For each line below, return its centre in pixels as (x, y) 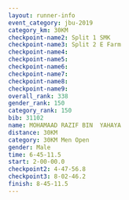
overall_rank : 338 (38, 96)
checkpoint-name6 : (38, 67)
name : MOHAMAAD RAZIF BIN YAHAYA (65, 125)
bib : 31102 (26, 118)
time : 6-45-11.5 (35, 154)
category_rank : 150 (40, 111)
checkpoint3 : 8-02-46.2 (47, 177)
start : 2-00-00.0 (37, 162)
